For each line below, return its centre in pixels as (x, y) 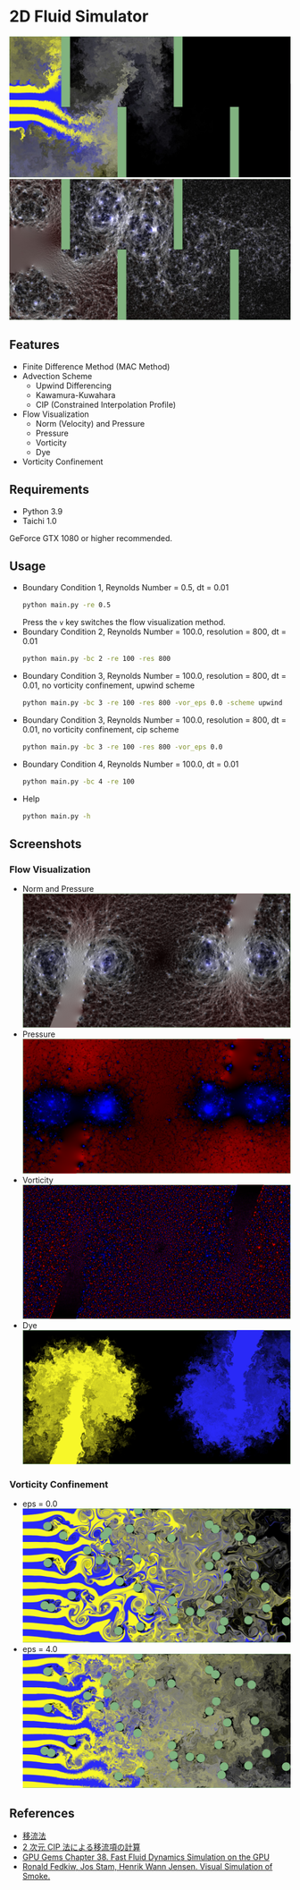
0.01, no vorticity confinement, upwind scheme (108, 685)
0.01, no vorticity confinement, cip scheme (100, 729)
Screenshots (46, 844)
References (42, 1813)
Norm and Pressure (58, 889)
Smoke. (36, 1876)
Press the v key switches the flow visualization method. (124, 623)
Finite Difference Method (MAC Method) (96, 366)
